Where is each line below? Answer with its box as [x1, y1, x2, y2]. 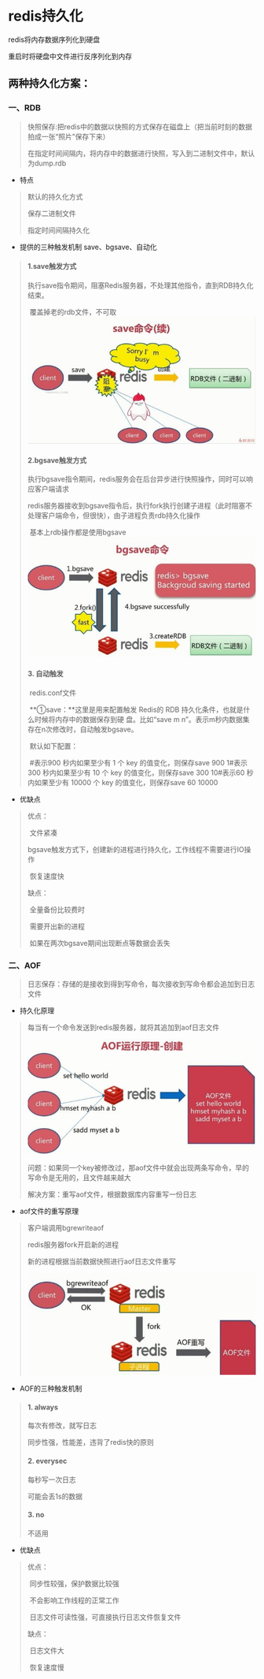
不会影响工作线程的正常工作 [29, 1595, 119, 1605]
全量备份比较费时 [29, 904, 85, 914]
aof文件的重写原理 [19, 1206, 79, 1216]
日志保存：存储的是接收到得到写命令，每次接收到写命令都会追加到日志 [27, 979, 255, 989]
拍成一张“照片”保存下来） [27, 132, 110, 141]
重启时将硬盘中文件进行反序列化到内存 [8, 51, 132, 61]
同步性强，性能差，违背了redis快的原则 [27, 1438, 155, 1447]
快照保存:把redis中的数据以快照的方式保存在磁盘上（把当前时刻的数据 [27, 121, 253, 131]
